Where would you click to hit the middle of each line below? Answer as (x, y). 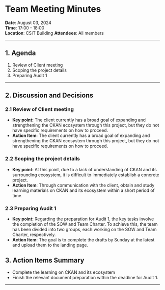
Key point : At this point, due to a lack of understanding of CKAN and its (84, 169)
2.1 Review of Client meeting (40, 109)
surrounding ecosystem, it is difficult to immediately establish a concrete (86, 175)
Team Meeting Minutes (53, 9)
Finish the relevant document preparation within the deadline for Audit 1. (85, 277)
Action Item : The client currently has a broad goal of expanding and (81, 135)
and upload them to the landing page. (50, 245)
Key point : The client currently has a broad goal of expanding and (79, 120)
